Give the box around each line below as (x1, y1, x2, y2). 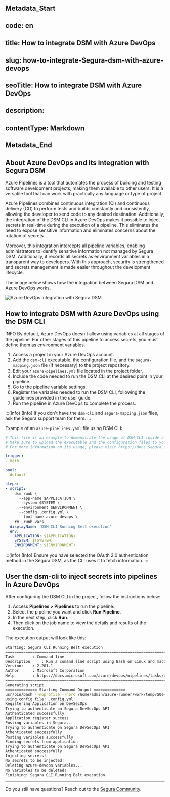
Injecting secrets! (5, 753, 47, 759)
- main (5, 458, 19, 464)
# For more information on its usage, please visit (5, 444, 116, 449)
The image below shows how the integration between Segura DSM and (5, 279, 153, 285)
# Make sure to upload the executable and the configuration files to (5, 440, 157, 445)
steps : (5, 481, 19, 486)
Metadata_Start (5, 4, 56, 13)
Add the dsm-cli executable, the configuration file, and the (12, 357, 135, 363)
